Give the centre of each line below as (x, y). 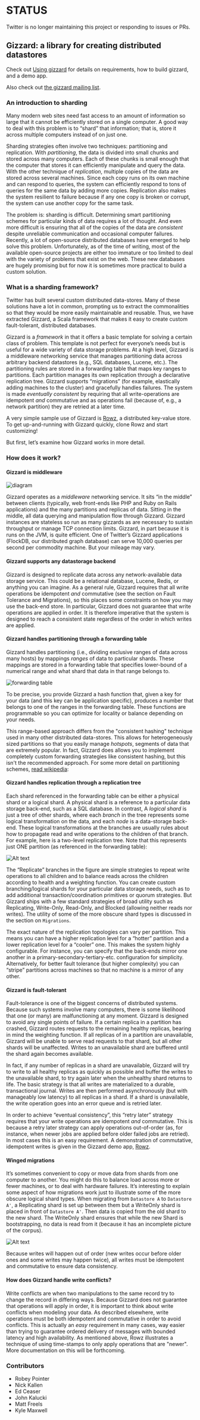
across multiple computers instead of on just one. (67, 135)
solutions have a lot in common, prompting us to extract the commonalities (98, 306)
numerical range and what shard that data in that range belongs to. (88, 671)
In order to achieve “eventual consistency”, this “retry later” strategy (90, 1115)
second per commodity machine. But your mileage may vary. (81, 548)
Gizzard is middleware (34, 472)
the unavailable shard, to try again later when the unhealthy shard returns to (99, 1078)
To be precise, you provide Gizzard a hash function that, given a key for (94, 694)
